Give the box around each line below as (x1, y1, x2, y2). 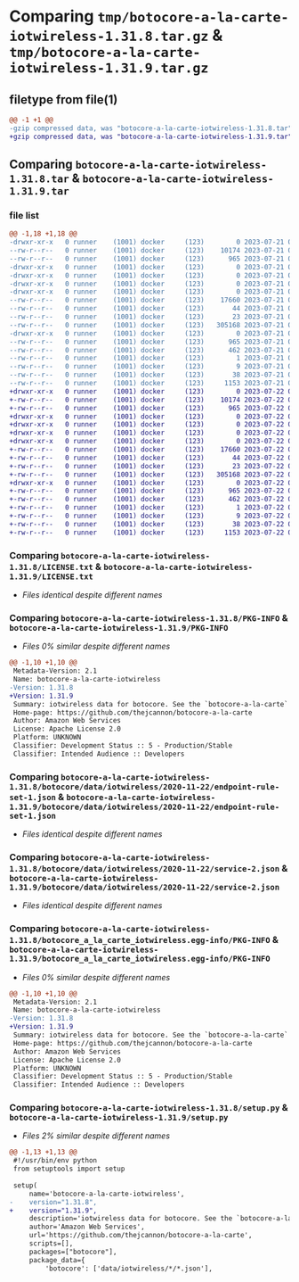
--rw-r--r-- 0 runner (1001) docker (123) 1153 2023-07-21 (9, 379, 285, 388)
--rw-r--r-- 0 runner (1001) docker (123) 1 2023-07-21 (9, 354, 285, 363)
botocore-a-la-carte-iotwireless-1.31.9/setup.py (9, 1112, 229, 1123)
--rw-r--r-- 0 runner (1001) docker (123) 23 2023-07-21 (9, 312, 285, 322)
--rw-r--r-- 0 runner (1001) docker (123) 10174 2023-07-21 (9, 246, 285, 255)
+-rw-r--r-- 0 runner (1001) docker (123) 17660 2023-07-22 (9, 445, 285, 454)
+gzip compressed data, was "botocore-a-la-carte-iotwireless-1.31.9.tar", (9, 132, 296, 141)
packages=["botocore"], (28, 1247, 117, 1256)
